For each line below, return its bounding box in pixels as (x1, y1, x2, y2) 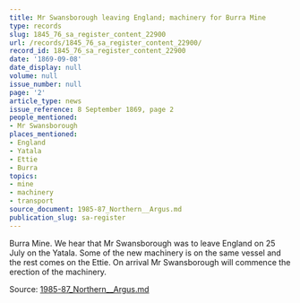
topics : (9, 171, 39, 180)
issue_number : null (9, 80, 82, 89)
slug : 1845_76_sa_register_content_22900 (9, 30, 167, 39)
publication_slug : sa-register (9, 212, 126, 222)
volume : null (9, 72, 58, 81)
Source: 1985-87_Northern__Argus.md (9, 283, 150, 294)
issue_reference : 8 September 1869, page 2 (9, 105, 175, 114)
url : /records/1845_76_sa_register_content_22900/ (9, 38, 202, 48)
